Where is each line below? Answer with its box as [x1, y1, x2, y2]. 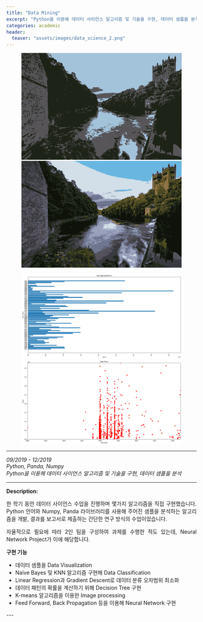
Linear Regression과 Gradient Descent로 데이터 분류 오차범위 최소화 [14, 577, 179, 584]
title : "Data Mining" [6, 10, 61, 16]
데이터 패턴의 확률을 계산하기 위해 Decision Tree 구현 [14, 584, 142, 592]
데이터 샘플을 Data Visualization [14, 561, 92, 569]
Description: [6, 488, 38, 495]
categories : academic [6, 22, 61, 28]
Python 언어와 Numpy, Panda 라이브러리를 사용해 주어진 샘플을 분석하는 [6, 508, 181, 515]
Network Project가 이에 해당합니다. [6, 536, 91, 543]
